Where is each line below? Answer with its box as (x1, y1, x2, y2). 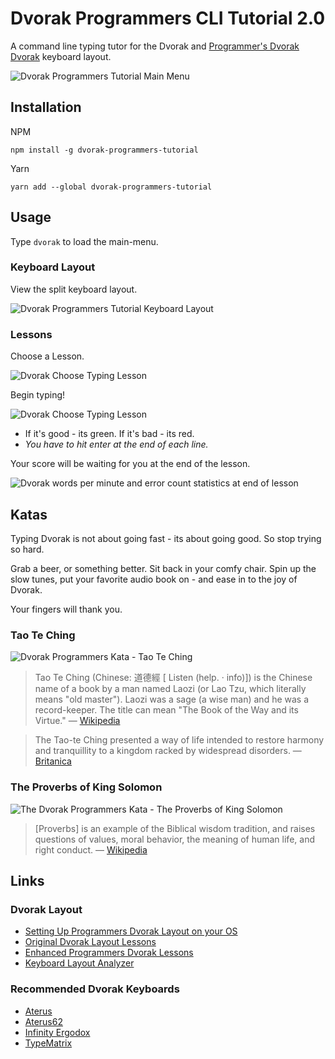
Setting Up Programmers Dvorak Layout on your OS (24, 925, 238, 937)
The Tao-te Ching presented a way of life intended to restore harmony (34, 734, 325, 746)
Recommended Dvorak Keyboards (10, 982, 180, 996)
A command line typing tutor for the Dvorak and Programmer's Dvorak (10, 40, 300, 52)
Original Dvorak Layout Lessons (24, 936, 157, 948)
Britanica (34, 755, 72, 767)
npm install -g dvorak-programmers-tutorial (10, 145, 199, 155)
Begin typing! (10, 389, 66, 401)
